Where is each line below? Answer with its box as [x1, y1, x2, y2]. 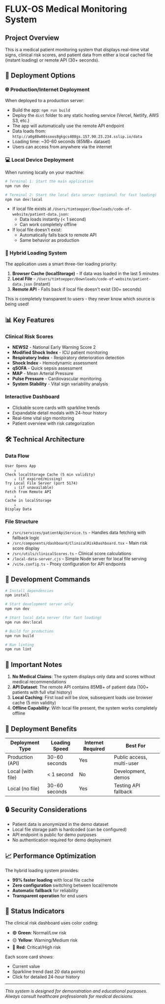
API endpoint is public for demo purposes [12, 831, 97, 837]
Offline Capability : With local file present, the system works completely [12, 705, 158, 711]
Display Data [5, 507, 32, 512]
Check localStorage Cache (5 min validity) [5, 472, 96, 477]
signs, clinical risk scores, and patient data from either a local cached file [5, 52, 153, 58]
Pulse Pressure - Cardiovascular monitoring [12, 376, 102, 382]
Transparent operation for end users [12, 892, 87, 898]
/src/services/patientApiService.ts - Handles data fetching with [12, 529, 146, 535]
